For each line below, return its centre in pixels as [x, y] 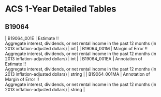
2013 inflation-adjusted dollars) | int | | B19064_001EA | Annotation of [74, 59]
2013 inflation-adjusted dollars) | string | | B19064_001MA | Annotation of [78, 74]
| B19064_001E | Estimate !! [32, 38]
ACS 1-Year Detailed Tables [61, 9]
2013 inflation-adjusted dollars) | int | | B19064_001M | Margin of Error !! [76, 48]
